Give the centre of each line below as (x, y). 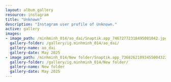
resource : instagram (27, 15)
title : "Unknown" (24, 19)
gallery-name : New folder (37, 67)
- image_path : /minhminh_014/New (41, 57)
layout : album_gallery (29, 10)
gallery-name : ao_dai (33, 48)
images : (13, 34)
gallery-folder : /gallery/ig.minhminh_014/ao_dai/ (65, 43)
